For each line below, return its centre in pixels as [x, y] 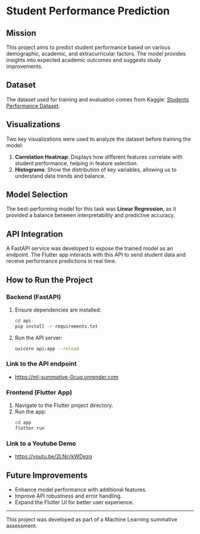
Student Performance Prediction [88, 11]
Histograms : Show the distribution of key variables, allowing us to [96, 169]
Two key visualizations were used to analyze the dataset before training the [99, 139]
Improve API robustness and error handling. [68, 496]
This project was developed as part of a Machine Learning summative [92, 520]
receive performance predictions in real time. [62, 261]
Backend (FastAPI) [34, 297]
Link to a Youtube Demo [41, 443]
